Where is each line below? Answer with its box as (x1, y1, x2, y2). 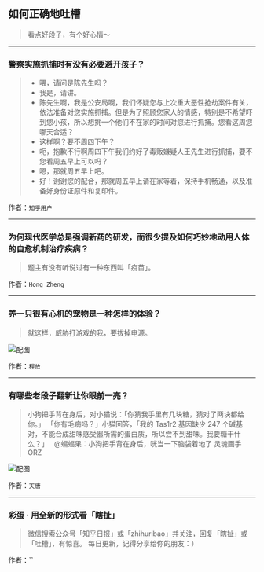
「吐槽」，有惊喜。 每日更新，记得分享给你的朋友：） (27, 539, 199, 548)
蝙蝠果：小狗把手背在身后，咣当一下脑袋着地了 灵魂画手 (60, 439, 242, 448)
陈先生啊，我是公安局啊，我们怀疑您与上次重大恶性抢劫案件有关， (38, 97, 253, 108)
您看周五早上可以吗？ (38, 156, 108, 167)
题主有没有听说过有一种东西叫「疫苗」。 (27, 262, 156, 273)
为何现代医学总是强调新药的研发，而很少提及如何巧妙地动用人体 (8, 232, 250, 243)
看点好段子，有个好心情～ (27, 30, 111, 39)
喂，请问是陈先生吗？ (38, 78, 108, 88)
